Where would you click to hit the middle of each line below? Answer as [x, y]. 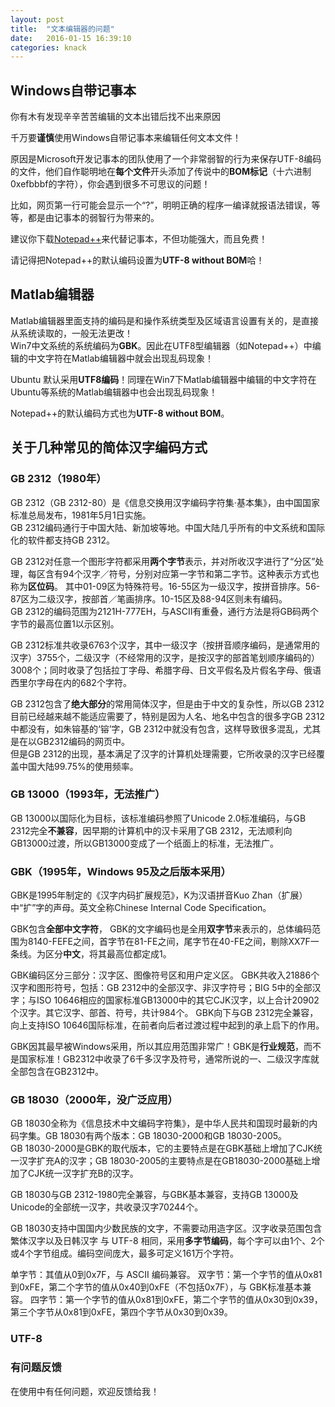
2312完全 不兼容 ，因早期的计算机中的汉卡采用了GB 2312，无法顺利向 [151, 830]
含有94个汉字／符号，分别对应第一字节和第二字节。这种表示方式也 [182, 573]
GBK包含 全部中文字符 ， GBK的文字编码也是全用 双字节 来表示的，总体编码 [161, 929]
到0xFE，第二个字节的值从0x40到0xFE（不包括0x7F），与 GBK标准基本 [156, 1287]
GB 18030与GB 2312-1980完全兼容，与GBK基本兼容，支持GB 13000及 [154, 1195]
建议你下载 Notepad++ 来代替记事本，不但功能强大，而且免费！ [139, 239]
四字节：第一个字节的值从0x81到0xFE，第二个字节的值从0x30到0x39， [176, 1300]
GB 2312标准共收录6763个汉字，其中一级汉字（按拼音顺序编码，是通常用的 [165, 645]
